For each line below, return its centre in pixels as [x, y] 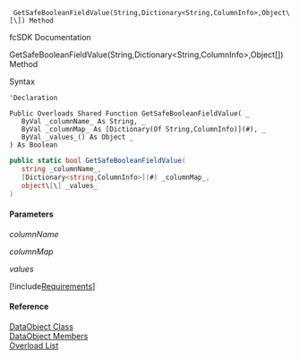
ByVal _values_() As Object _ [77, 137]
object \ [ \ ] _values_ [60, 185]
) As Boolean [34, 145]
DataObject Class [42, 326]
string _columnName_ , [61, 169]
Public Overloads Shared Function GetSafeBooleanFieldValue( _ [130, 114]
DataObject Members [49, 336]
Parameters [31, 214]
